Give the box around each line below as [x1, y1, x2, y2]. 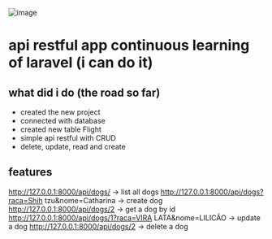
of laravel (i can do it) [8, 54, 153, 72]
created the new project [19, 107, 101, 117]
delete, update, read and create [19, 142, 126, 151]
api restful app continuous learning [8, 37, 250, 54]
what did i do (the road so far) [8, 85, 161, 99]
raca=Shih [8, 195, 43, 205]
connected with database [19, 116, 106, 125]
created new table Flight [19, 124, 101, 134]
